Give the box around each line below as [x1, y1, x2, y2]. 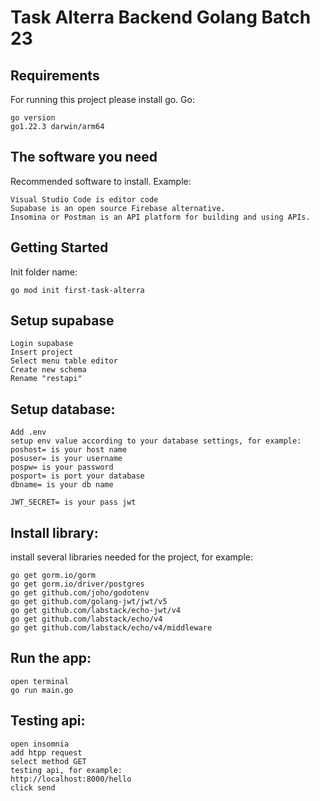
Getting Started [10, 239, 109, 256]
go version [10, 113, 56, 123]
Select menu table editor [10, 356, 118, 366]
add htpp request [10, 747, 83, 758]
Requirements [10, 67, 100, 84]
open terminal [10, 676, 70, 686]
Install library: [10, 524, 99, 541]
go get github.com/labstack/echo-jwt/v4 [10, 606, 182, 616]
